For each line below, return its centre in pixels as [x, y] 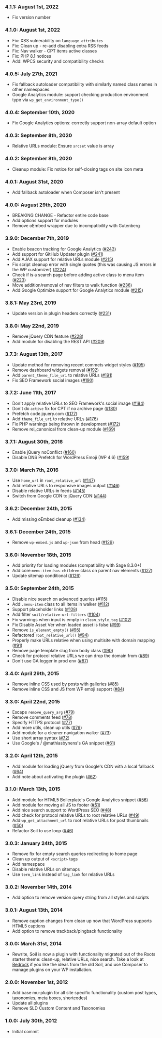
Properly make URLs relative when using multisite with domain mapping [83, 640]
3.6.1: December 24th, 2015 [38, 531]
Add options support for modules [45, 221]
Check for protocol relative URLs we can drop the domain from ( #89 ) [81, 656]
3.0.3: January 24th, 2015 [36, 843]
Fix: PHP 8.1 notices [32, 56]
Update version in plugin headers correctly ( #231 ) [61, 313]
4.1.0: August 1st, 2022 [33, 30]
